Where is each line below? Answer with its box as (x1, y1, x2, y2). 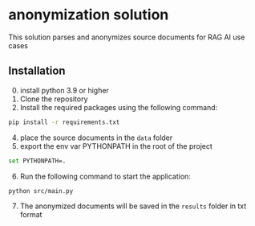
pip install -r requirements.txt (8, 118, 120, 126)
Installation (8, 64, 66, 78)
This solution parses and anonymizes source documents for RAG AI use (8, 32, 245, 42)
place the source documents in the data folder (19, 133, 173, 142)
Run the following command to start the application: (19, 171, 191, 181)
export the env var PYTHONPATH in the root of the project (19, 141, 212, 150)
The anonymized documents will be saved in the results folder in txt (19, 201, 247, 211)
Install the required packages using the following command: (19, 102, 218, 112)
